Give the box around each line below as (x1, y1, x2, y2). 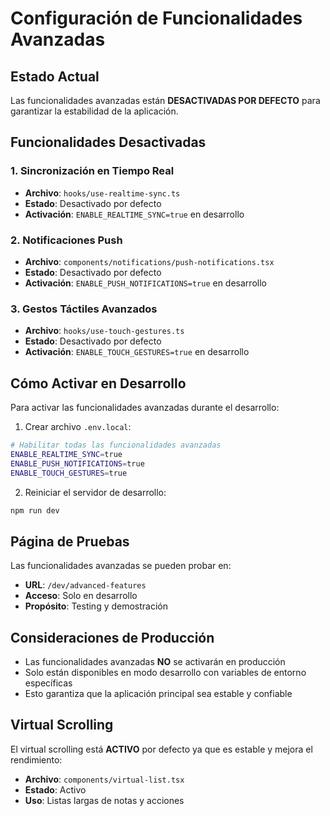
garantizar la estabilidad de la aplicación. (10, 105, 179, 117)
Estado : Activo (24, 783, 87, 796)
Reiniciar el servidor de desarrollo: (24, 486, 167, 498)
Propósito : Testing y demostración (24, 600, 169, 612)
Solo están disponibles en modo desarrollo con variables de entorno (24, 667, 307, 679)
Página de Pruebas (10, 533, 130, 550)
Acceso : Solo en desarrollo (24, 590, 138, 602)
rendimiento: (10, 753, 63, 766)
